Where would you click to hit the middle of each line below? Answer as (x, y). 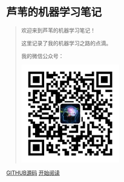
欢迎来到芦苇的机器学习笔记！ (58, 30)
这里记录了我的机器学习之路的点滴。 (66, 43)
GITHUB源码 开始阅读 (33, 172)
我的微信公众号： (42, 56)
